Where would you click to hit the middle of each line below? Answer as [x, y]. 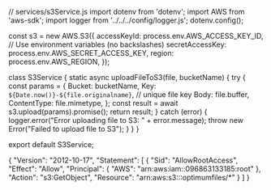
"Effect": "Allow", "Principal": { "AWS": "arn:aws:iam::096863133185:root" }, [135, 169]
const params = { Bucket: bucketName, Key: [82, 86]
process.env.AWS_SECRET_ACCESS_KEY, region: [91, 53]
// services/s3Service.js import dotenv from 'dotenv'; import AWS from [127, 12]
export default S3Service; [52, 144]
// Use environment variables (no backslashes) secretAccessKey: [118, 44]
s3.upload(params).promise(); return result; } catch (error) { [108, 112]
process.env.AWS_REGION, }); [59, 61]
